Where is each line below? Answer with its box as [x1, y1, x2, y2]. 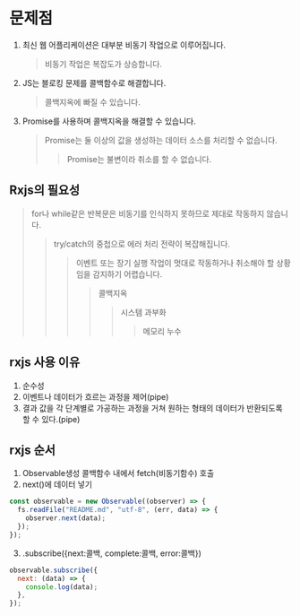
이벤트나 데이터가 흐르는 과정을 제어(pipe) [21, 391, 169, 402]
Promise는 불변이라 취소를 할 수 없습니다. [66, 153, 212, 164]
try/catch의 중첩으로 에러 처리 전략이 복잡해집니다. [53, 239, 231, 249]
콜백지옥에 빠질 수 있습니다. [44, 96, 141, 108]
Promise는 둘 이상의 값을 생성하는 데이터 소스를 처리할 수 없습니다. [44, 134, 278, 145]
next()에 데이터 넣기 [21, 479, 92, 490]
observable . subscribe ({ [9, 566, 99, 575]
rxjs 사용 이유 [9, 355, 81, 370]
